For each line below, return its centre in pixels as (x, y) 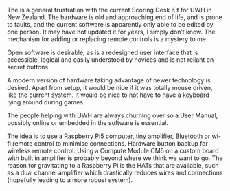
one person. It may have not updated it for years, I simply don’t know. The (111, 32)
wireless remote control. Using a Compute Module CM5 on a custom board (113, 151)
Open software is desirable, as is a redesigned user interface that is (103, 52)
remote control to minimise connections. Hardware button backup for (110, 143)
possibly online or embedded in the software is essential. (88, 123)
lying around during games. (46, 102)
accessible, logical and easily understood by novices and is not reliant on (111, 60)
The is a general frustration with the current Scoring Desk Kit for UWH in (110, 10)
